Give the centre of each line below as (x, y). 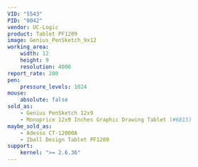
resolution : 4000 (46, 67)
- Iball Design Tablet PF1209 (65, 139)
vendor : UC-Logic (33, 27)
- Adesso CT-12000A (49, 133)
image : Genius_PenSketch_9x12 (52, 41)
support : (20, 146)
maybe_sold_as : (30, 126)
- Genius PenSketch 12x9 (57, 113)
